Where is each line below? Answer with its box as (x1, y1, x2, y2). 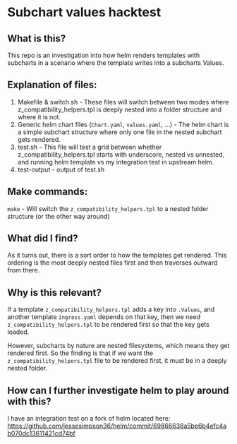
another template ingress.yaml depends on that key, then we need (7, 313, 201, 321)
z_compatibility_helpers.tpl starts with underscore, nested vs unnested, (17, 150, 225, 159)
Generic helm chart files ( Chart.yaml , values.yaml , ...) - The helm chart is (17, 120, 229, 128)
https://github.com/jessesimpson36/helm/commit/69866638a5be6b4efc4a (7, 421, 227, 431)
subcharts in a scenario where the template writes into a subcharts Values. (7, 59, 224, 67)
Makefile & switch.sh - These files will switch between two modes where (17, 97, 229, 106)
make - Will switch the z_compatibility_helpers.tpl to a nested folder (7, 204, 209, 212)
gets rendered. (17, 135, 61, 143)
